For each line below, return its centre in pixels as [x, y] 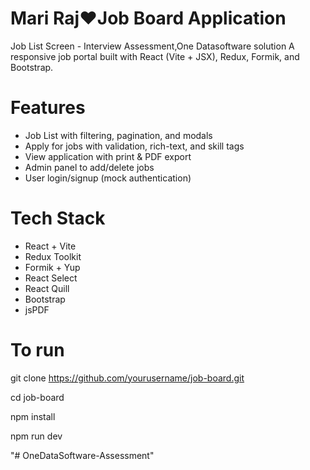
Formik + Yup [52, 267]
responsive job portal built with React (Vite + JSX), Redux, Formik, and [155, 56]
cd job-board [37, 397]
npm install [33, 416]
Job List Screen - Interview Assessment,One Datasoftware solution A [152, 46]
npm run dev [36, 436]
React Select [51, 278]
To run [37, 350]
